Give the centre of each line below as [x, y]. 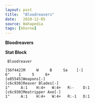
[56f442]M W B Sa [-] [44, 70]
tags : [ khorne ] [21, 28]
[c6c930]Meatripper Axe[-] [33, 92]
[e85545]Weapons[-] [25, 79]
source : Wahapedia [24, 24]
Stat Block [16, 52]
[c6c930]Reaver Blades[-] [32, 83]
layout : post [19, 10]
